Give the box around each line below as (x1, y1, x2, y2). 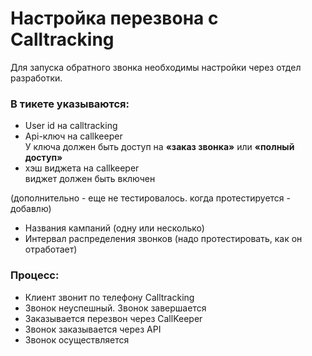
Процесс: (10, 268, 60, 282)
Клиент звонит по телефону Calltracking (24, 291, 195, 303)
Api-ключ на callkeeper (24, 130, 123, 142)
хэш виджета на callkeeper (24, 162, 140, 174)
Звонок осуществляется (24, 333, 130, 346)
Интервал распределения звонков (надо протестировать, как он (24, 233, 303, 245)
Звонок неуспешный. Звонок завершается (24, 302, 207, 314)
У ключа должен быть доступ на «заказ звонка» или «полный (24, 141, 295, 153)
